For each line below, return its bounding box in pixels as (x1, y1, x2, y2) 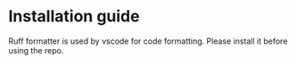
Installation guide (8, 6, 140, 27)
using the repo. (8, 45, 64, 55)
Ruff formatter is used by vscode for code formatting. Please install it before (8, 36, 288, 46)
